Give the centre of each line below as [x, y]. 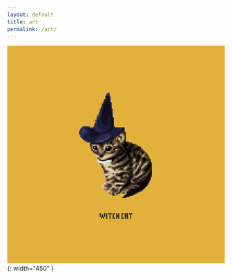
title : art [23, 22]
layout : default [30, 15]
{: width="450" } [30, 269]
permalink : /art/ [32, 29]
